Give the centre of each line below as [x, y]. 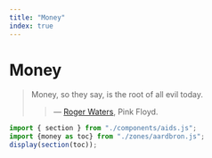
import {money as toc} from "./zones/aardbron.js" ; [107, 137]
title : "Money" [37, 17]
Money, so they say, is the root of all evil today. [117, 95]
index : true [31, 26]
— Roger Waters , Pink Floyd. [106, 112]
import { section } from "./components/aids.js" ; [103, 129]
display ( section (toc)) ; [53, 145]
